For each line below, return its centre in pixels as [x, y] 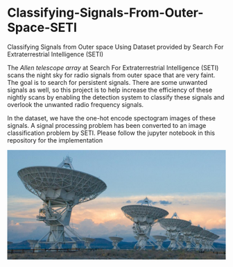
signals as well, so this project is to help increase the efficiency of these [110, 90]
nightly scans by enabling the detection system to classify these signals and [116, 97]
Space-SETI [42, 27]
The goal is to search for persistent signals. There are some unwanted [107, 82]
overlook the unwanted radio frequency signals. [76, 104]
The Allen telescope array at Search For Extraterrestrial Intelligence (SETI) [113, 67]
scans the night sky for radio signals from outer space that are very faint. [111, 75]
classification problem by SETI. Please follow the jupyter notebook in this [111, 133]
